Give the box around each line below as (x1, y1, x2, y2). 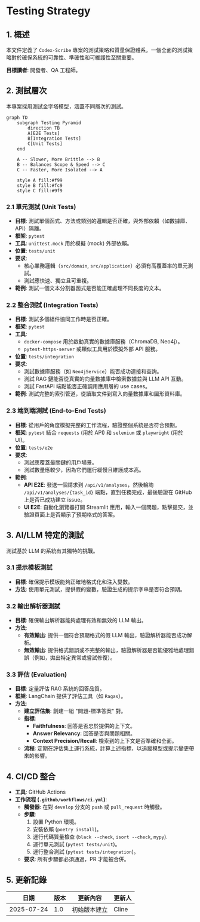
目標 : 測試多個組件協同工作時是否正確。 (14, 315, 112, 323)
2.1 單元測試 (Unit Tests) (6, 202, 76, 211)
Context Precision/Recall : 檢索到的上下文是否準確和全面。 (32, 737, 177, 745)
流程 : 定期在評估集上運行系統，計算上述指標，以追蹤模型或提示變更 (23, 745, 189, 752)
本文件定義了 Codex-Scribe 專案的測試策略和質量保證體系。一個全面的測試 (6, 47, 188, 53)
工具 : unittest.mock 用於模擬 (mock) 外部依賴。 (14, 240, 133, 247)
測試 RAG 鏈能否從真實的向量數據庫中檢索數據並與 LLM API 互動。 (23, 375, 187, 383)
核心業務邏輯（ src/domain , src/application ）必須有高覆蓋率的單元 (23, 262, 188, 269)
